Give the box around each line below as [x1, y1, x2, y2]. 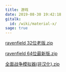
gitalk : [5, 16, 21, 21]
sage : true [5, 26, 28, 31]
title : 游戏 [5, 7, 28, 12]
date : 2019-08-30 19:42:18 [5, 12, 61, 17]
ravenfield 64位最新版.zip [5, 51, 58, 57]
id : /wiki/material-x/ [9, 21, 57, 26]
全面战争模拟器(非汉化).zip [5, 61, 60, 67]
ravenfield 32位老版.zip [5, 40, 53, 46]
